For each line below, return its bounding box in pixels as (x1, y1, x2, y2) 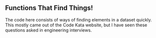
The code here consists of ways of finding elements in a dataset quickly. (5, 17, 152, 22)
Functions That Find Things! (5, 4, 94, 12)
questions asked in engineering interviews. (5, 27, 92, 33)
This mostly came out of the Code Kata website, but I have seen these (5, 22, 148, 28)
